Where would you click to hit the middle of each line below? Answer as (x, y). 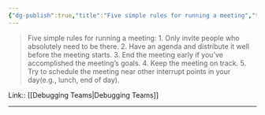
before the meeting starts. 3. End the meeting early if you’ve (125, 54)
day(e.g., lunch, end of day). (73, 80)
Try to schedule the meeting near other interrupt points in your (129, 71)
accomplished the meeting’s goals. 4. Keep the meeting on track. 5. (137, 63)
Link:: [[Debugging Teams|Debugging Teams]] (84, 95)
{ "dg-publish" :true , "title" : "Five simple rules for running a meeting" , (130, 15)
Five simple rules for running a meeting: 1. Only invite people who (134, 38)
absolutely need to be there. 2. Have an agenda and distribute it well (138, 46)
